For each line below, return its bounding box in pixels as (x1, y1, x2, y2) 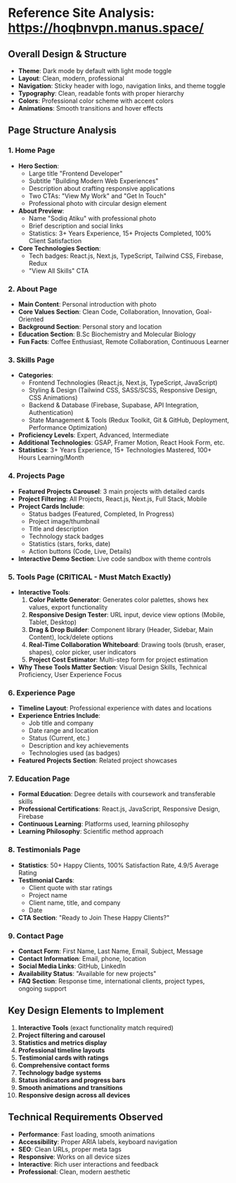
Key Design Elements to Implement (8, 1005, 164, 1017)
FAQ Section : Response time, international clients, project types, (18, 977, 205, 986)
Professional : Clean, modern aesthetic (18, 1167, 131, 1176)
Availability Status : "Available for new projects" (18, 970, 157, 978)
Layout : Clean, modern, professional (18, 74, 125, 82)
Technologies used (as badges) (28, 749, 120, 757)
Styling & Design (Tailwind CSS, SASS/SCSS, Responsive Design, (28, 386, 218, 395)
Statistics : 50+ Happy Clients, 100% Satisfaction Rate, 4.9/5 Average (18, 861, 219, 869)
